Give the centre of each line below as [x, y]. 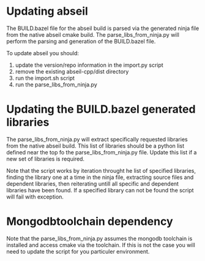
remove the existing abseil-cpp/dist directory [72, 71]
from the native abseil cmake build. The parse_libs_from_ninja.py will [93, 34]
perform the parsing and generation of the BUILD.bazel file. [81, 41]
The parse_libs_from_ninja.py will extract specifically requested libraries [97, 139]
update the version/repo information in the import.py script [89, 65]
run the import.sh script [45, 78]
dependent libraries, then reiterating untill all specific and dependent [93, 183]
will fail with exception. [35, 197]
